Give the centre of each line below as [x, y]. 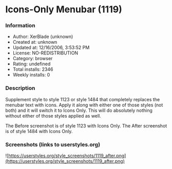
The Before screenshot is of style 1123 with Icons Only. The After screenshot [86, 126]
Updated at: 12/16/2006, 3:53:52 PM [51, 48]
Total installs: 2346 [33, 69]
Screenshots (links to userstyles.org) [53, 144]
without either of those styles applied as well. [53, 116]
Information [20, 26]
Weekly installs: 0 [31, 75]
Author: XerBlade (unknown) [43, 36]
